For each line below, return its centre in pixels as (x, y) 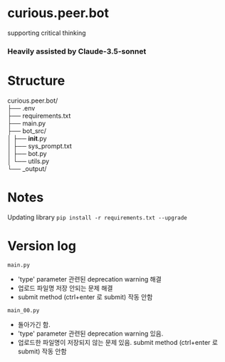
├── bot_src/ (27, 130)
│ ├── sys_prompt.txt (40, 146)
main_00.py (23, 310)
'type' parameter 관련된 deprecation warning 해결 (90, 279)
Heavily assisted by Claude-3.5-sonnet (77, 51)
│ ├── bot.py (27, 153)
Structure (36, 81)
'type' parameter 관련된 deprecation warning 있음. (90, 333)
